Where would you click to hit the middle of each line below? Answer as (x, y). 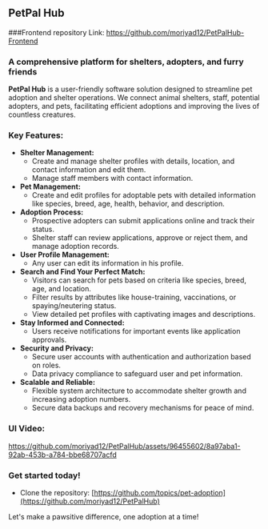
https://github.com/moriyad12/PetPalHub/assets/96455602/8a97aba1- (125, 446)
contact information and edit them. (89, 170)
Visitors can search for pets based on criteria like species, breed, (139, 280)
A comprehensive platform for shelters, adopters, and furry (126, 62)
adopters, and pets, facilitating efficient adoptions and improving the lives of (134, 106)
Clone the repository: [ (57, 493)
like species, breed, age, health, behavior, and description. (128, 204)
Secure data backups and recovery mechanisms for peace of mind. (143, 408)
